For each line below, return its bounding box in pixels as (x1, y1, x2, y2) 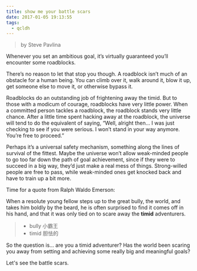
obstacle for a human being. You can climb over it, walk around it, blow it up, (6, 77, 192, 84)
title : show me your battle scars (6, 8, 91, 15)
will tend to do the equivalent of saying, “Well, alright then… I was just (6, 119, 175, 127)
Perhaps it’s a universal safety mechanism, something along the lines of (6, 143, 180, 151)
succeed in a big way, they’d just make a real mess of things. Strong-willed (6, 162, 187, 169)
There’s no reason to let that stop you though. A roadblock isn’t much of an (6, 70, 188, 77)
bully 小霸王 (29, 223, 59, 230)
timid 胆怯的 (29, 230, 59, 237)
